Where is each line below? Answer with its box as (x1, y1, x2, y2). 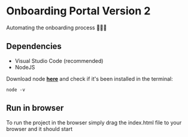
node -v (6, 87, 26, 93)
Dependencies (6, 41, 62, 51)
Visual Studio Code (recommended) (14, 57, 104, 64)
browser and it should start (6, 125, 73, 132)
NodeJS (14, 63, 35, 71)
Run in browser (6, 103, 64, 113)
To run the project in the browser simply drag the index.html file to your (6, 118, 182, 126)
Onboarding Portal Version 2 (6, 4, 151, 18)
